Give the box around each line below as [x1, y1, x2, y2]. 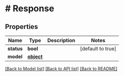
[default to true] [80, 45, 117, 52]
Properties [5, 23, 38, 31]
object [27, 53, 43, 60]
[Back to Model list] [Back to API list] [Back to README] [5, 66, 118, 72]
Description [47, 37, 75, 44]
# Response [5, 3, 54, 14]
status [7, 45, 23, 52]
